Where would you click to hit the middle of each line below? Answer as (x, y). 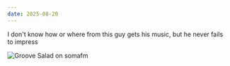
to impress (23, 42)
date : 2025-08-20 (33, 14)
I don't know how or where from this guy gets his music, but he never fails (115, 34)
